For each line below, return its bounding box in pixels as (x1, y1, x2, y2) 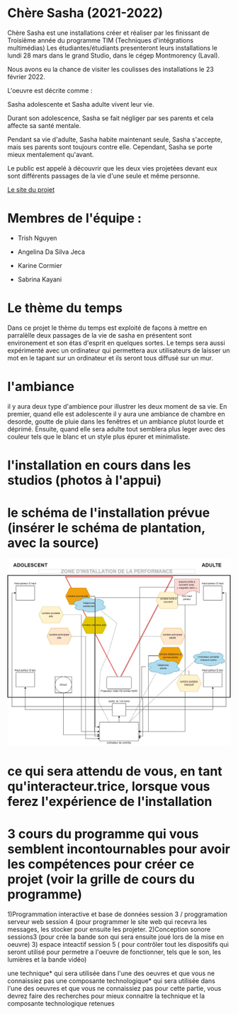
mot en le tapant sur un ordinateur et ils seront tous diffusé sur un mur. (7, 353, 214, 362)
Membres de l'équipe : (7, 210, 142, 227)
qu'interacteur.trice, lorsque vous (7, 778, 210, 794)
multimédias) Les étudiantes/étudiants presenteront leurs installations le (7, 43, 217, 52)
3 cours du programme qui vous (7, 826, 200, 842)
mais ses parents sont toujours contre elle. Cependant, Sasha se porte (7, 142, 212, 151)
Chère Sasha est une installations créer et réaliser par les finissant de (7, 28, 210, 37)
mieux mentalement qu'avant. (7, 150, 94, 159)
